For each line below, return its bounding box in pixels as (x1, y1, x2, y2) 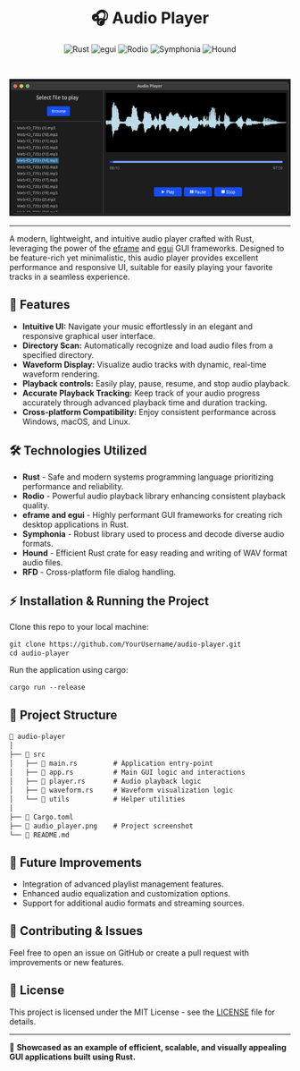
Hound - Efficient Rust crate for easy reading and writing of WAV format (21, 548, 287, 558)
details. (9, 1016, 37, 1026)
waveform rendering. (21, 369, 100, 379)
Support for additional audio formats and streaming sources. (21, 897, 246, 909)
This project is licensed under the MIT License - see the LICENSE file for (9, 1007, 275, 1017)
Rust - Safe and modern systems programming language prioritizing (21, 472, 274, 482)
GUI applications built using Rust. (9, 1051, 136, 1062)
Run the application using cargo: (9, 665, 129, 676)
